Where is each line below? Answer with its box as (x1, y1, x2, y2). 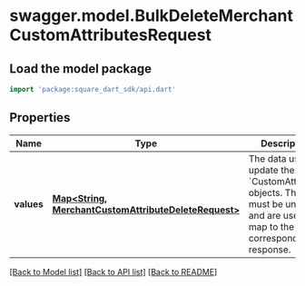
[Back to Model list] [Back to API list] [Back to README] (9, 266, 218, 277)
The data (248, 152, 287, 164)
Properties (9, 110, 71, 125)
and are (248, 209, 281, 222)
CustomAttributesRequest (9, 25, 212, 45)
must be (248, 197, 284, 210)
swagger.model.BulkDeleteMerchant (9, 5, 293, 26)
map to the (248, 220, 295, 232)
